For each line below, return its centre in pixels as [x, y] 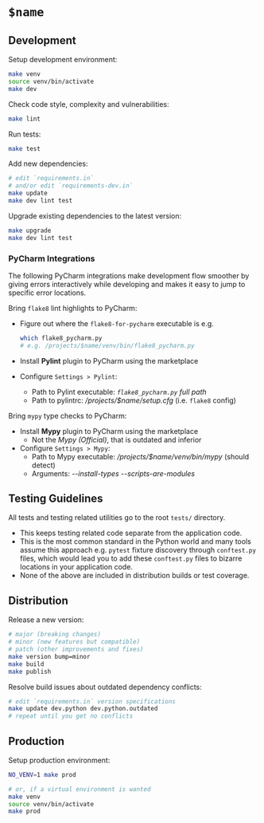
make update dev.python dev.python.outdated [83, 709]
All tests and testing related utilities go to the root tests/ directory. [117, 518]
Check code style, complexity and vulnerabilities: [89, 104]
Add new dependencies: [49, 163]
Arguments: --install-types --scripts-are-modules [113, 473]
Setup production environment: [59, 760]
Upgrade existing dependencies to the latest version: [95, 215]
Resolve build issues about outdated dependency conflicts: [105, 687]
